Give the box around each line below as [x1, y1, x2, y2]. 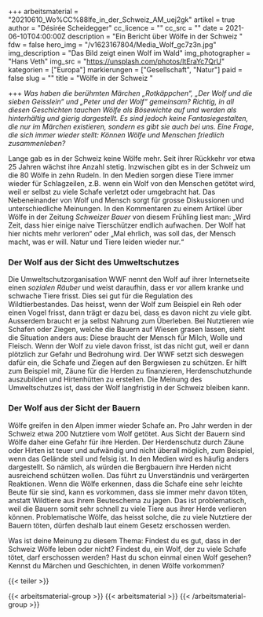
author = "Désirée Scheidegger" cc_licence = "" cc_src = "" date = [8, 24, 224, 32]
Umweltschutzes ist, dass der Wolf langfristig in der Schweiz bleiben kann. [8, 383, 250, 392]
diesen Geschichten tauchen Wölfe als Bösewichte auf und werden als [8, 105, 237, 115]
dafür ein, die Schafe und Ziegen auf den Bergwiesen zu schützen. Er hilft [8, 358, 247, 367]
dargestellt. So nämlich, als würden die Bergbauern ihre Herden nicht [8, 462, 232, 472]
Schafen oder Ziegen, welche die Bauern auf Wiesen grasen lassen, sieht [8, 325, 246, 334]
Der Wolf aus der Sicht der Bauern [8, 403, 141, 414]
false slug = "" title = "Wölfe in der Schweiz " [8, 74, 153, 82]
